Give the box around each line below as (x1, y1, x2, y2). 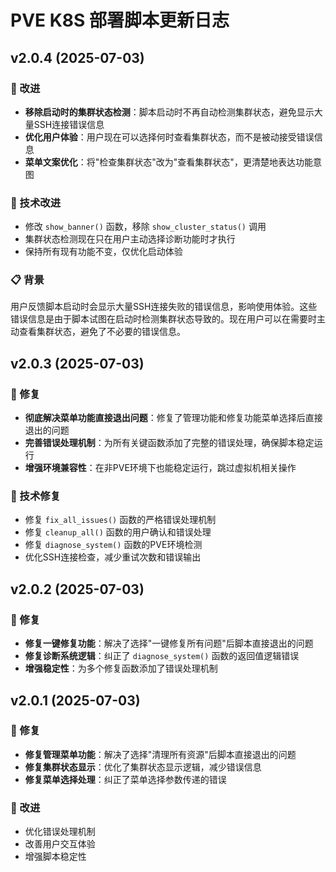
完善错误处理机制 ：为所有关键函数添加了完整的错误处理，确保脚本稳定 (24, 437, 315, 449)
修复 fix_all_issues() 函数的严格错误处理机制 (24, 514, 217, 526)
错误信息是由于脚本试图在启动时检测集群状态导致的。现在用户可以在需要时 (10, 313, 317, 325)
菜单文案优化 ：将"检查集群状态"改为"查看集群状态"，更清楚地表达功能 (24, 156, 313, 168)
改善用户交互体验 (24, 838, 96, 850)
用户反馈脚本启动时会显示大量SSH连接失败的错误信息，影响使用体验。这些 (10, 301, 318, 313)
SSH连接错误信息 (33, 118, 105, 130)
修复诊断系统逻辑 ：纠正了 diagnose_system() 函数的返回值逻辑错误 (24, 650, 300, 662)
